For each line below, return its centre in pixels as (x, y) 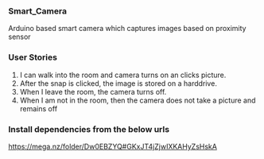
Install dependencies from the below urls (89, 129)
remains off (39, 108)
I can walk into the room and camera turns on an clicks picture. (123, 75)
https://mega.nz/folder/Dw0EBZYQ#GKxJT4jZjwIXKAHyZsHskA (113, 146)
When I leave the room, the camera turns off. (93, 91)
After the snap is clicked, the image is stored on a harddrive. (118, 83)
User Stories (33, 57)
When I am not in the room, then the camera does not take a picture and (138, 100)
